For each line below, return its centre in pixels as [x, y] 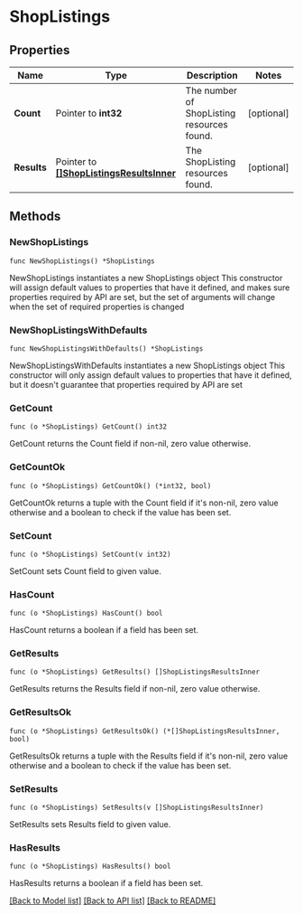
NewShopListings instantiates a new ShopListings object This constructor [146, 278]
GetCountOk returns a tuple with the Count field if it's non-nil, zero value [144, 503]
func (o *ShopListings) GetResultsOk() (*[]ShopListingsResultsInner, [145, 731]
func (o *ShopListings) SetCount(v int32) [90, 554]
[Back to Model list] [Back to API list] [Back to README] [113, 900]
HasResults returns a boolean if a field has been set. [106, 883]
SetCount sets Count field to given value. [86, 570]
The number [211, 90]
